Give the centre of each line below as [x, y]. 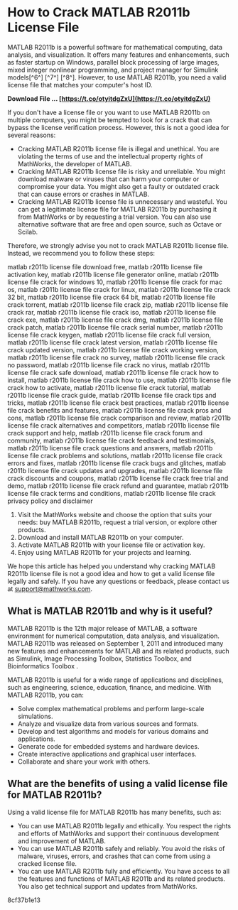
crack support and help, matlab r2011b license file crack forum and [105, 433]
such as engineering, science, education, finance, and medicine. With [109, 687]
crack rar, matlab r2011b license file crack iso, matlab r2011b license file [112, 312]
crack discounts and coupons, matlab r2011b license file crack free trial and [118, 478]
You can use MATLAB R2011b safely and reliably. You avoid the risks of [121, 848]
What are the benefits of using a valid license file [118, 784]
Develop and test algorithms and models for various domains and [113, 731]
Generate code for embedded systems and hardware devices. [108, 746]
